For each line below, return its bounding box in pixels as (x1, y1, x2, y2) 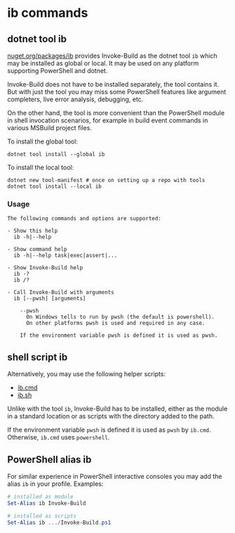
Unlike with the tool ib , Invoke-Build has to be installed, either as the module (7, 404, 228, 413)
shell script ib (7, 351, 68, 363)
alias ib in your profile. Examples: (7, 480, 104, 488)
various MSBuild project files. (7, 124, 93, 131)
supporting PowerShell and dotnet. (7, 67, 108, 75)
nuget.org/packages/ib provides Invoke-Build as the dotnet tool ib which (7, 51, 217, 60)
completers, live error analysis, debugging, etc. (7, 95, 144, 103)
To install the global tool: (7, 137, 79, 146)
